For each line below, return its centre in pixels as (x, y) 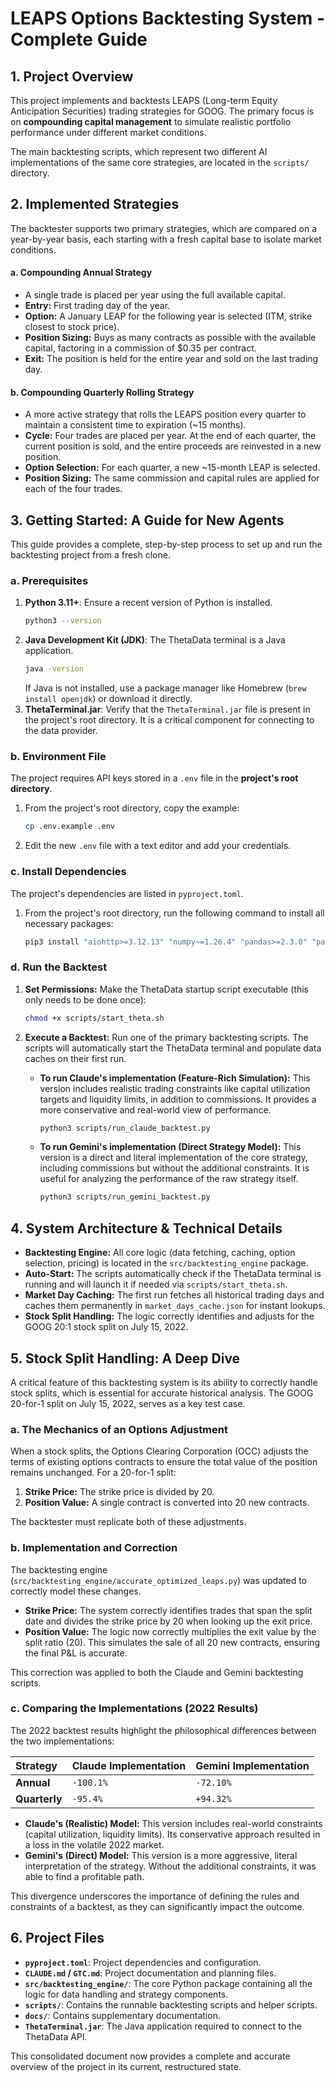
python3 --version (63, 621)
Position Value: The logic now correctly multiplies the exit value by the (170, 1631)
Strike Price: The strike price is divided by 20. (119, 1492)
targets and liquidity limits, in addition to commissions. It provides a (178, 1099)
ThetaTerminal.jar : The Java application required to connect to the (163, 2026)
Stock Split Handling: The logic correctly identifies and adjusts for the (169, 1316)
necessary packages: (69, 923)
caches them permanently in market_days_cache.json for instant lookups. (175, 1306)
